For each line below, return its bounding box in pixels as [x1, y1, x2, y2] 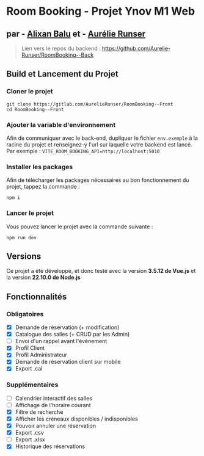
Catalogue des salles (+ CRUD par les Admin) [15, 331, 130, 338]
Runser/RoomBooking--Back [21, 51, 94, 59]
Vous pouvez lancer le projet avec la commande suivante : [6, 223, 153, 230]
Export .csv [15, 429, 45, 436]
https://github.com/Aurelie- [101, 45, 171, 52]
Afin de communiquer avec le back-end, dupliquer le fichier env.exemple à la [6, 134, 199, 142]
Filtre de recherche [15, 408, 64, 416]
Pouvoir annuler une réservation [15, 422, 97, 430]
